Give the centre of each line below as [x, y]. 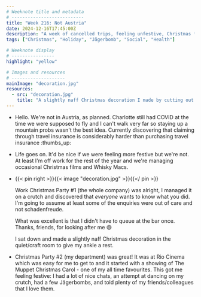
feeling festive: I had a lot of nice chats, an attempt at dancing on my [99, 275]
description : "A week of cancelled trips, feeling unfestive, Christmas [99, 34]
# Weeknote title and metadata [45, 12]
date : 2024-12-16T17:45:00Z [41, 28]
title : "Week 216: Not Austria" [46, 23]
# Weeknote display [31, 51]
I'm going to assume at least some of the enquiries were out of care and [103, 203]
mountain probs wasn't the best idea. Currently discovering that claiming [104, 130]
